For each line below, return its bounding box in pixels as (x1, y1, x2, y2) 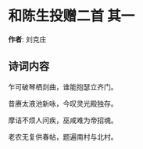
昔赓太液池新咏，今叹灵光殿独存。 (8, 99, 118, 108)
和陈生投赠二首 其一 (8, 7, 135, 25)
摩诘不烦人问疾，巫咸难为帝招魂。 (8, 115, 118, 125)
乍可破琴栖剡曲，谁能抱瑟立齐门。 (8, 82, 118, 91)
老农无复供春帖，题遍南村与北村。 (8, 132, 118, 141)
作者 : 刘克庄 (8, 35, 47, 44)
